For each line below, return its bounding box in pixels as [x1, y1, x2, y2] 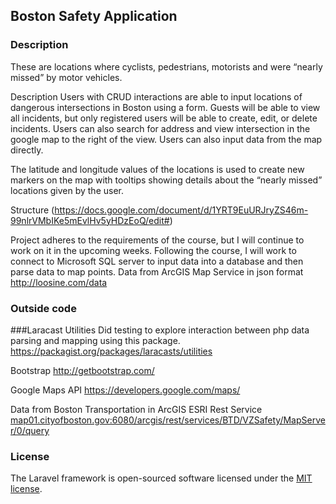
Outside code [10, 301, 77, 315]
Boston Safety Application [10, 8, 178, 25]
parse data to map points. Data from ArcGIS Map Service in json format [10, 265, 304, 278]
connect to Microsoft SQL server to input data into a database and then [10, 255, 304, 267]
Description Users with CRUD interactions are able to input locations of [10, 90, 303, 103]
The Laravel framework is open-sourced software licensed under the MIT [10, 472, 313, 484]
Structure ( [10, 204, 55, 216]
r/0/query [10, 424, 50, 436]
